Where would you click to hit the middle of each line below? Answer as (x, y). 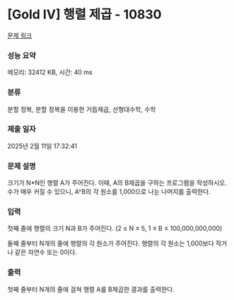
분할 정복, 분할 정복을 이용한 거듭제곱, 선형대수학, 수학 (82, 109)
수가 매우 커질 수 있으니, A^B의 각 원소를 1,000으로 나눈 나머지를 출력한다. (109, 192)
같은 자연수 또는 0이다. (46, 253)
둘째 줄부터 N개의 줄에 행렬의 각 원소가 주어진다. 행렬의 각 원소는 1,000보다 (111, 243)
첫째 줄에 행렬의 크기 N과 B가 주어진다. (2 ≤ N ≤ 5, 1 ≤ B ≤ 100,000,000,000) (115, 229)
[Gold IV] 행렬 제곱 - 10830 (84, 15)
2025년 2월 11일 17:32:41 (42, 146)
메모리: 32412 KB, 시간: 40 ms (50, 72)
